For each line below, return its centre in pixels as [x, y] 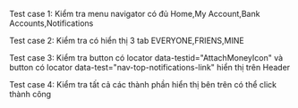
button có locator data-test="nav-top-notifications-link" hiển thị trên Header [150, 67]
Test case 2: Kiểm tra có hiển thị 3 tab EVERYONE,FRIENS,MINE [127, 41]
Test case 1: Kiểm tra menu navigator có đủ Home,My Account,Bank [135, 14]
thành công [30, 94]
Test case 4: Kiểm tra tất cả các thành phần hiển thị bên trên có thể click [143, 84]
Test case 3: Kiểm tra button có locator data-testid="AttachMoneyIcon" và [146, 58]
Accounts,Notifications [51, 23]
